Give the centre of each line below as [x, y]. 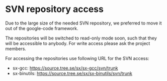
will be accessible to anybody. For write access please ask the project [78, 43]
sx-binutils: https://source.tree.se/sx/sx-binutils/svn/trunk [72, 73]
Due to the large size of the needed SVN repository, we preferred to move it [83, 23]
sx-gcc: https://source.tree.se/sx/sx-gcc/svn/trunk [65, 68]
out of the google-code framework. [42, 28]
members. [16, 48]
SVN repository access [55, 9]
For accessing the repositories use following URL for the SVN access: [77, 58]
